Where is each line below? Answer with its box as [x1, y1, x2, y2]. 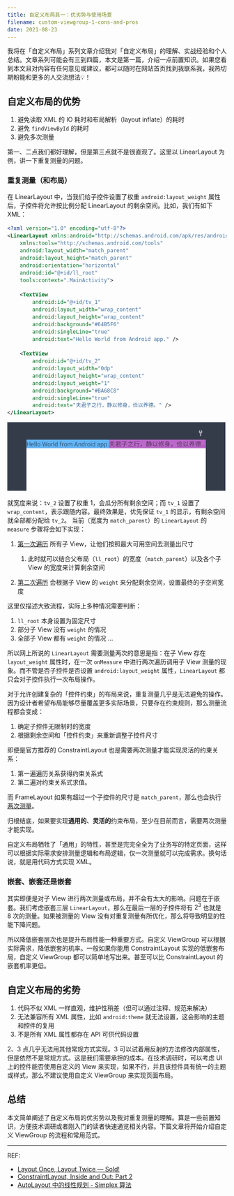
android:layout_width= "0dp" [32, 365, 114, 372]
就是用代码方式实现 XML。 [19, 858, 96, 866]
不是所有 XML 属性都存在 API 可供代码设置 [17, 1030, 139, 1038]
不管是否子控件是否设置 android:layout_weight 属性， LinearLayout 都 [25, 666, 226, 675]
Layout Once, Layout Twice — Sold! [17, 1165, 120, 1173]
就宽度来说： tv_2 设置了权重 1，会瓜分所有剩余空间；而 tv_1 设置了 [7, 499, 201, 507]
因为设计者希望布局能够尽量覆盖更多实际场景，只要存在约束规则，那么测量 [7, 699, 221, 707]
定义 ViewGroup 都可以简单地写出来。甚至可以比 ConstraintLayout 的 [25, 953, 224, 961]
